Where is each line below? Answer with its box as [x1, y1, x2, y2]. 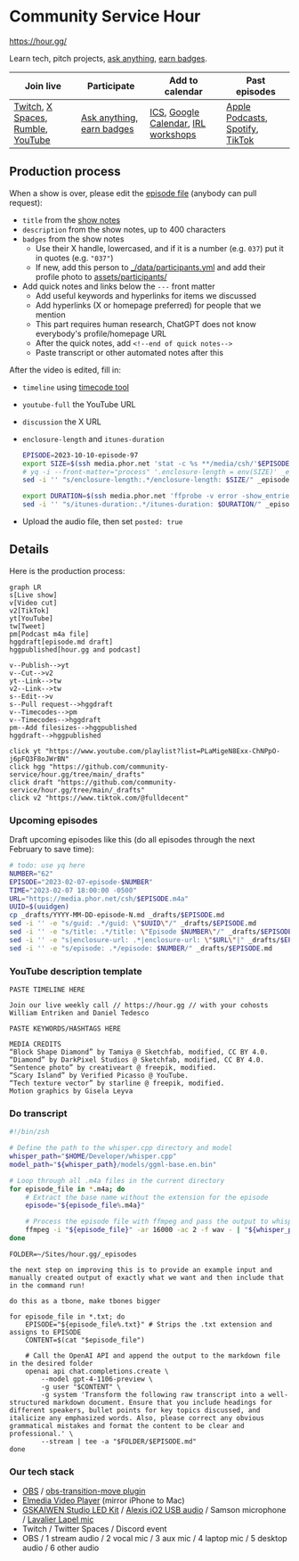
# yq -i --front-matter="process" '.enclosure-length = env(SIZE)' [21, 467, 278, 476]
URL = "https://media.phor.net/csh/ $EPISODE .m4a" [9, 894, 190, 903]
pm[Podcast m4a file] [9, 629, 90, 638]
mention [35, 309, 66, 320]
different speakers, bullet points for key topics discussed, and [9, 1406, 261, 1415]
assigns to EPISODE [9, 1327, 82, 1336]
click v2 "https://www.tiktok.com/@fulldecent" [9, 793, 190, 802]
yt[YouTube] [9, 613, 53, 623]
